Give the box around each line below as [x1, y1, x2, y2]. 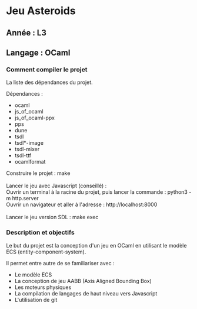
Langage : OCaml [6, 47, 71, 57]
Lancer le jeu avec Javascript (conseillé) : [6, 182, 107, 190]
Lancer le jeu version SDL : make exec [6, 214, 99, 221]
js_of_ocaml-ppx [14, 114, 55, 122]
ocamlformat [14, 158, 46, 165]
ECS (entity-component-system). [6, 248, 86, 255]
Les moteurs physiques [14, 284, 72, 291]
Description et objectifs [6, 229, 75, 237]
